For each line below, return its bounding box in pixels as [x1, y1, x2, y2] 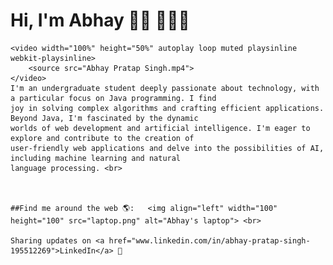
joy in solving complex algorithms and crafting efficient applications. [10, 103, 325, 113]
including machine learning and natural [10, 153, 182, 163]
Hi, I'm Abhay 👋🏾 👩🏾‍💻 [10, 9, 190, 32]
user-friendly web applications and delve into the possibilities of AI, [10, 143, 325, 153]
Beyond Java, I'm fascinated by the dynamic [10, 113, 199, 123]
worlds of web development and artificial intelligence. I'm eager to [10, 123, 311, 133]
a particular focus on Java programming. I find [10, 93, 217, 103]
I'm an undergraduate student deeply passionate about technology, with [10, 83, 320, 93]
